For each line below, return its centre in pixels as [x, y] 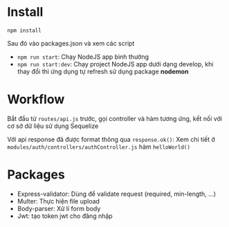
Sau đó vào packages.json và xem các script [71, 43]
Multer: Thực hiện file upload [58, 201]
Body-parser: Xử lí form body [59, 208]
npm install [24, 30]
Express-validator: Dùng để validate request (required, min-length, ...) [117, 194]
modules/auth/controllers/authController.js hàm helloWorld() [99, 147]
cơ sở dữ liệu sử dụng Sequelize [53, 126]
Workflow [36, 99]
